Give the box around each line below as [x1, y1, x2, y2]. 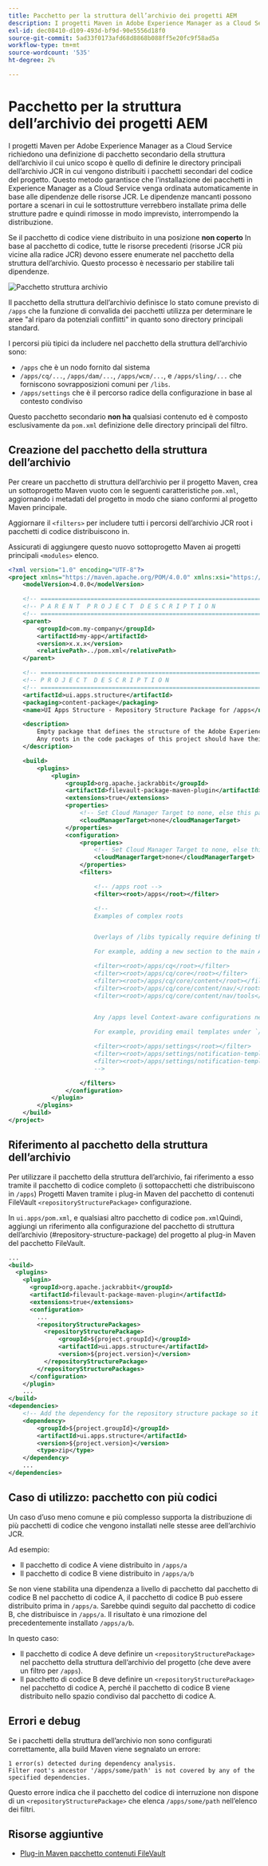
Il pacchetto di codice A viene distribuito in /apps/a [19, 1560, 187, 1569]
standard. [8, 322, 40, 332]
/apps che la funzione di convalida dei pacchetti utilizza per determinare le [8, 306, 253, 315]
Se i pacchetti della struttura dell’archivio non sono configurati [8, 1735, 213, 1745]
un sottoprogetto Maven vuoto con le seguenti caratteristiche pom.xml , [8, 485, 239, 495]
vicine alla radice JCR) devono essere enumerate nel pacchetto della [8, 249, 235, 259]
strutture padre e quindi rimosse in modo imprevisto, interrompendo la [8, 208, 239, 218]
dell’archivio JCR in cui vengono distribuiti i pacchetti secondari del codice [8, 166, 254, 176]
